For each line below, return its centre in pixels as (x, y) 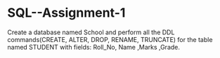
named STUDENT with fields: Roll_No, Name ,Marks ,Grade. (94, 47)
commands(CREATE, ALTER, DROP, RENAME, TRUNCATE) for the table (110, 39)
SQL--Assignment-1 (66, 13)
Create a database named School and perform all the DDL (91, 32)
